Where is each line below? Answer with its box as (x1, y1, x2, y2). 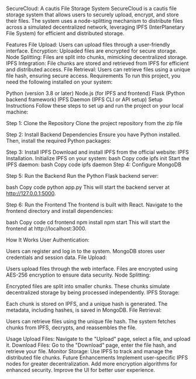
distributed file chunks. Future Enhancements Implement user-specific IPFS (6, 354, 188, 361)
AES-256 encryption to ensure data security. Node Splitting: (6, 271, 151, 278)
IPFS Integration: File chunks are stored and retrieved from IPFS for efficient (6, 60, 189, 67)
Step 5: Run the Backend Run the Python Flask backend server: (6, 173, 159, 179)
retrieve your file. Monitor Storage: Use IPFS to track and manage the (6, 348, 173, 354)
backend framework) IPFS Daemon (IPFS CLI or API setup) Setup (6, 96, 163, 103)
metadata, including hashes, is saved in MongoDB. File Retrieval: (6, 306, 162, 313)
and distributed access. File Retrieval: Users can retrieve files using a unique (6, 66, 191, 73)
